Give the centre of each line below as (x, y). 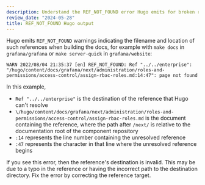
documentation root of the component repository (77, 131)
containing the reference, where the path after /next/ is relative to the (103, 125)
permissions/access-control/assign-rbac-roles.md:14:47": (81, 76)
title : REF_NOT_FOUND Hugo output (50, 23)
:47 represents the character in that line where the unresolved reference (106, 144)
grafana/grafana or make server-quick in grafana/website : (79, 54)
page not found (178, 76)
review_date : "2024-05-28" (41, 18)
